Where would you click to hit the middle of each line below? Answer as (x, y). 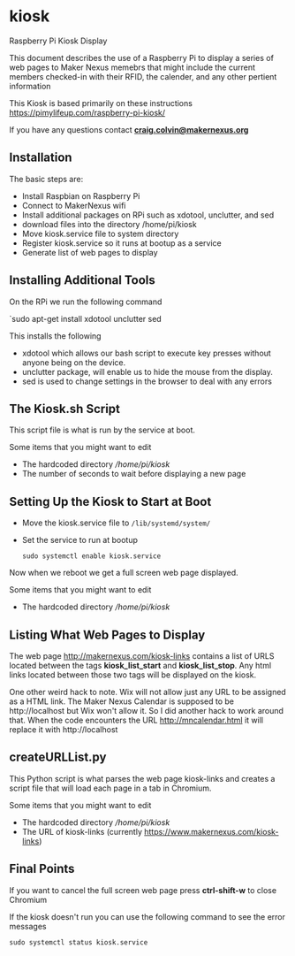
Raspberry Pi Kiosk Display (58, 41)
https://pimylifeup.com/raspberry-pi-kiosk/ (87, 112)
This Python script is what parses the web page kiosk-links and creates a (142, 778)
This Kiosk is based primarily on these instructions (101, 103)
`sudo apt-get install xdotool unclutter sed (85, 318)
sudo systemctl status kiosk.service (79, 942)
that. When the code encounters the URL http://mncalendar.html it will (136, 720)
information (30, 86)
